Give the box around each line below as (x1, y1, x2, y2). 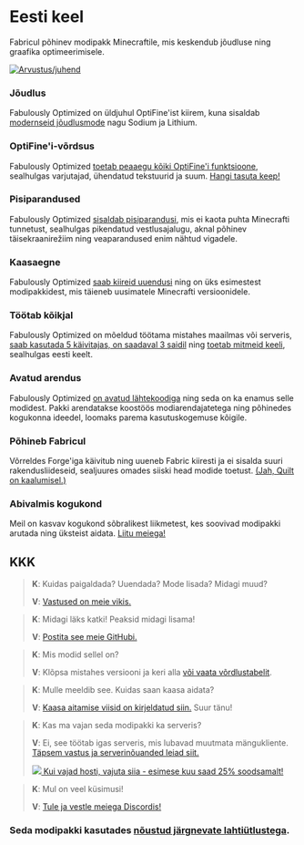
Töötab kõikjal (9, 309, 74, 322)
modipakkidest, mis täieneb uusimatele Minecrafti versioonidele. (9, 286, 250, 297)
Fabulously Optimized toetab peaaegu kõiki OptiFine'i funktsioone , (9, 160, 258, 171)
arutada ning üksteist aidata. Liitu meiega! (9, 528, 167, 539)
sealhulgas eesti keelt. (9, 349, 94, 360)
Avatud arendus (9, 372, 82, 385)
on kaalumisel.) (9, 475, 66, 486)
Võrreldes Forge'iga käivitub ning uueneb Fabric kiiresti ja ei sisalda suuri (9, 456, 284, 467)
